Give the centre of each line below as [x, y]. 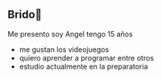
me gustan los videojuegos [64, 49]
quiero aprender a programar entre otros [87, 57]
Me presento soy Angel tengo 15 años [71, 34]
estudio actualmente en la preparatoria [83, 66]
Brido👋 [25, 15]
